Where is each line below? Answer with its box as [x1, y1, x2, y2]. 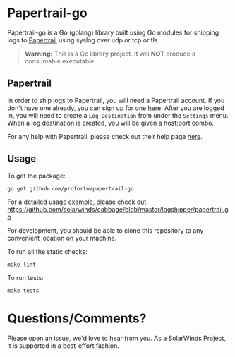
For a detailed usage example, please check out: [7, 198, 148, 206]
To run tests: [7, 273, 44, 282]
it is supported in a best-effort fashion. [7, 341, 120, 350]
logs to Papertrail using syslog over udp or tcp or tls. [7, 35, 160, 44]
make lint [7, 261, 37, 268]
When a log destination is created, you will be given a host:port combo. [7, 119, 214, 127]
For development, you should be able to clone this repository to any [7, 226, 204, 234]
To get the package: [7, 171, 66, 180]
